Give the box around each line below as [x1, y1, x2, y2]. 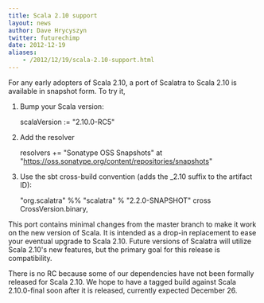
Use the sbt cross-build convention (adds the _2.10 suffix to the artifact [19, 172, 253, 181]
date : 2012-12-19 [8, 41, 66, 49]
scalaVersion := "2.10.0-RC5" [19, 117, 115, 126]
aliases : [8, 49, 37, 56]
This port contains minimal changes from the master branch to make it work [8, 219, 257, 229]
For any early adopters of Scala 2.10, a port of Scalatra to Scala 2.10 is [8, 77, 237, 87]
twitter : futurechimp [8, 33, 80, 42]
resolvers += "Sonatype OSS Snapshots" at [19, 148, 163, 157]
